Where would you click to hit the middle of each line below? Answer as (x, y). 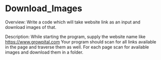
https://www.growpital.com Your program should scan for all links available (81, 41)
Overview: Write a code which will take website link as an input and (73, 22)
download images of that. (31, 27)
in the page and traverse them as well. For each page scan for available (77, 47)
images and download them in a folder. (44, 52)
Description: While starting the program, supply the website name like (75, 37)
